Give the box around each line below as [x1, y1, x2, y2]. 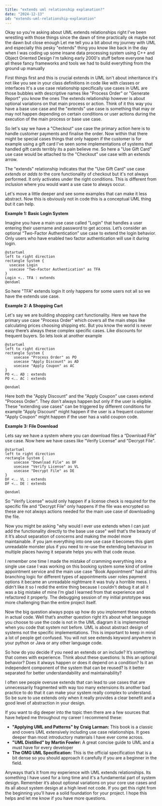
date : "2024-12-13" [5, 12, 44, 17]
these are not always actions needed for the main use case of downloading [5, 508, 155, 515]
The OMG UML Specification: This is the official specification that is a [12, 750, 152, 756]
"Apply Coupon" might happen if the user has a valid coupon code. [5, 414, 139, 420]
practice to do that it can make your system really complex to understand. [5, 690, 152, 696]
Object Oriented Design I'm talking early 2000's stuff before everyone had [5, 55, 153, 61]
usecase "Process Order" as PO [14, 355, 77, 360]
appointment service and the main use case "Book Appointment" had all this [5, 569, 157, 574]
